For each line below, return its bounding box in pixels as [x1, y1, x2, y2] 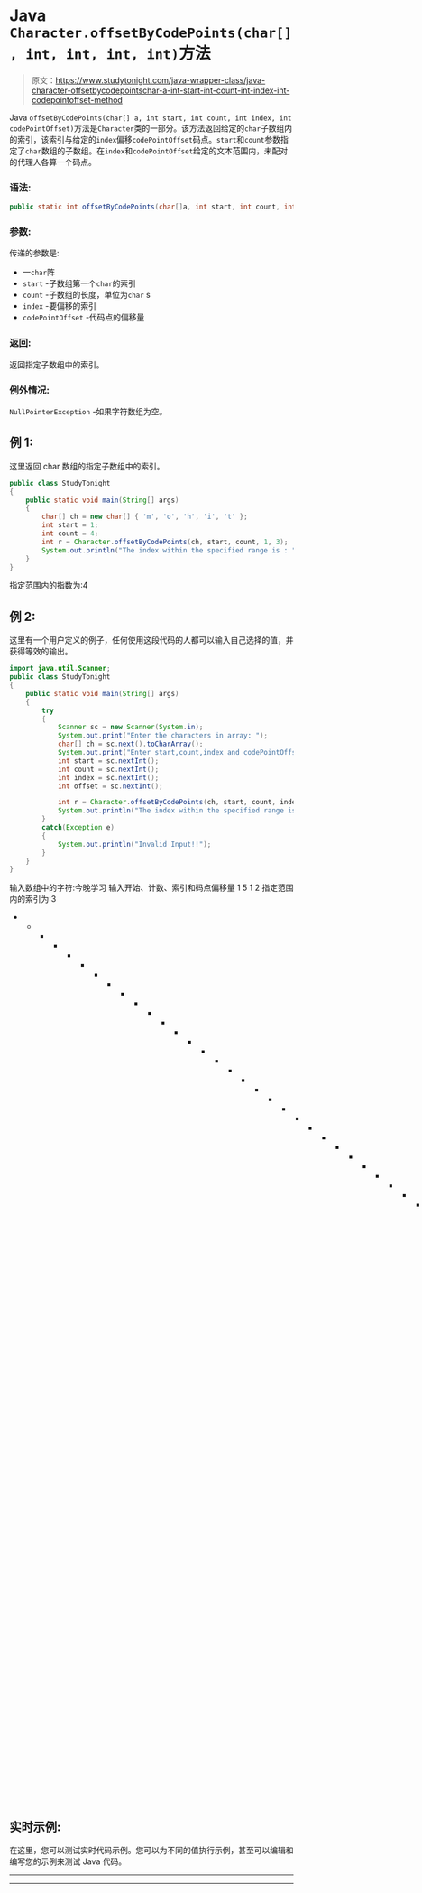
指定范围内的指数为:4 [9, 580, 88, 591]
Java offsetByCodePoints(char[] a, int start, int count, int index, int [9, 112, 292, 123]
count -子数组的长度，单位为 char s [22, 290, 151, 301]
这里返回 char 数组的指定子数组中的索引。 [9, 460, 165, 471]
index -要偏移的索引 [22, 301, 96, 311]
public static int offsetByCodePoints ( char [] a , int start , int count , [9, 202, 280, 212]
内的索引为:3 [9, 894, 57, 905]
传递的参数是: [9, 247, 60, 258]
